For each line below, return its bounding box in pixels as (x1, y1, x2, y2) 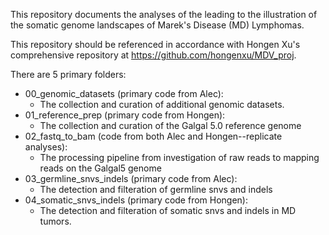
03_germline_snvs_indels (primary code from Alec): (24, 173, 238, 184)
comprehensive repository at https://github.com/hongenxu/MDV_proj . (10, 49, 297, 61)
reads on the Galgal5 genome (39, 162, 162, 174)
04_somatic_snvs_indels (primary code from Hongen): (24, 194, 249, 206)
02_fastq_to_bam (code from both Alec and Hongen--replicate (24, 130, 283, 142)
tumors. (39, 215, 72, 227)
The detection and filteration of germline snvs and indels (39, 184, 273, 195)
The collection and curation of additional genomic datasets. (39, 99, 285, 110)
